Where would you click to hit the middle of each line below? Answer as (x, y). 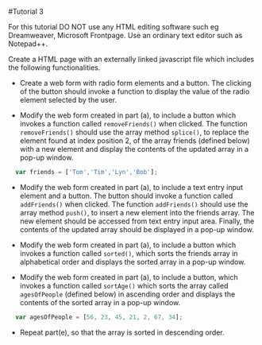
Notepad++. (28, 44)
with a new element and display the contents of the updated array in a (134, 149)
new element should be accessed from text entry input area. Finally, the (137, 221)
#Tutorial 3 (26, 12)
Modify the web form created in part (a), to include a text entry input (131, 187)
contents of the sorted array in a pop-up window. (100, 302)
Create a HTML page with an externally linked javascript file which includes (131, 59)
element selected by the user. (68, 100)
